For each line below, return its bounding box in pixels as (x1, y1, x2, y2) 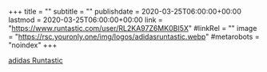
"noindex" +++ (8, 40, 58, 50)
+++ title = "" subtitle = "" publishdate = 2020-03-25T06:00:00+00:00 (8, 7, 242, 16)
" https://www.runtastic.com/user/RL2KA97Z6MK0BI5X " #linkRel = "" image (8, 24, 257, 32)
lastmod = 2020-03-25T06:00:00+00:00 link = (8, 15, 164, 25)
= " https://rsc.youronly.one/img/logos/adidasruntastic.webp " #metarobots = (8, 32, 260, 41)
